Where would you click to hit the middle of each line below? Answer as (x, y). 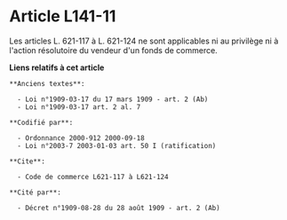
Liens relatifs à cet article (57, 67)
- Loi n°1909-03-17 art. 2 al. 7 (79, 107)
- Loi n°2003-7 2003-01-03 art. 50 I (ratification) (117, 145)
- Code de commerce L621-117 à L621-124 (93, 177)
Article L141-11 (63, 16)
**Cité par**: (36, 192)
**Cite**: (28, 161)
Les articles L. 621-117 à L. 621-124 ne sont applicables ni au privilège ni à (144, 41)
